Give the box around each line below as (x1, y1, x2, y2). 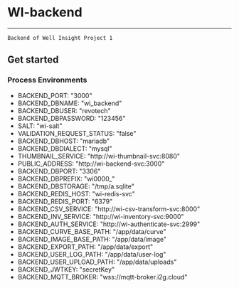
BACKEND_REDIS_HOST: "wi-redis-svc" (17, 189, 135, 198)
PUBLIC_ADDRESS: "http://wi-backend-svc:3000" (17, 159, 165, 168)
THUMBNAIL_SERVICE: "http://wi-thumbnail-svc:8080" (17, 151, 180, 160)
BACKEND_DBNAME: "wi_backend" (17, 99, 122, 107)
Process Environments (7, 75, 87, 85)
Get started (7, 54, 59, 66)
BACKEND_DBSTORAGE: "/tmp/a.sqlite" (17, 182, 135, 191)
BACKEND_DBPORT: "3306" (17, 166, 101, 175)
